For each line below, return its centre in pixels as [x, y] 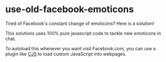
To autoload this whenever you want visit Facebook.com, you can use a [80, 48]
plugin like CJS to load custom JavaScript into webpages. [66, 54]
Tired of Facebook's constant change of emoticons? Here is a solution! [80, 23]
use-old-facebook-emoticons [70, 9]
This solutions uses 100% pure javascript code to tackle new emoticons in [83, 33]
